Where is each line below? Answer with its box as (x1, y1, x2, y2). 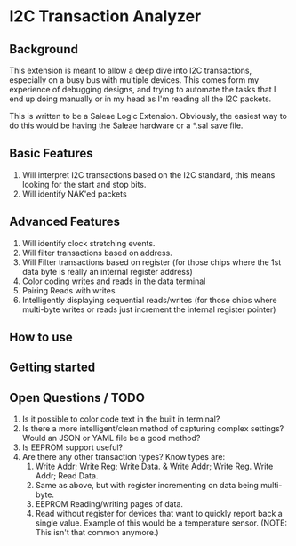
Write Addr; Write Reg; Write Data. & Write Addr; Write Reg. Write (35, 461, 274, 472)
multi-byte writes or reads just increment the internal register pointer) (21, 304, 276, 315)
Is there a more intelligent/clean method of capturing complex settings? (21, 423, 284, 434)
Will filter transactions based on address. (21, 247, 173, 258)
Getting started (9, 360, 96, 375)
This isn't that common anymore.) (35, 527, 159, 538)
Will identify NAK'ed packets (21, 189, 127, 199)
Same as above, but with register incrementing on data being (35, 480, 260, 491)
